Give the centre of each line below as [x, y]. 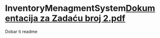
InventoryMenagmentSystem [65, 8]
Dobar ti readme [21, 31]
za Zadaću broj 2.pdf [83, 18]
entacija [22, 18]
